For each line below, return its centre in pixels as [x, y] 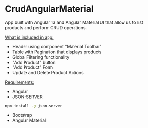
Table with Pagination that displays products [57, 52]
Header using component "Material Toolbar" [57, 46]
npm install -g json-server [34, 106]
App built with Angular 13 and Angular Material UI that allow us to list [74, 22]
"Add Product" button [34, 62]
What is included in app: [29, 37]
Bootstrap [22, 115]
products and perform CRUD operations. [46, 27]
